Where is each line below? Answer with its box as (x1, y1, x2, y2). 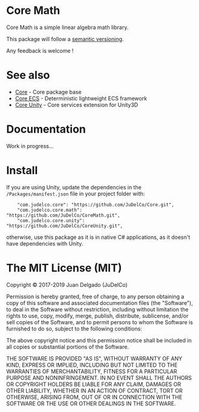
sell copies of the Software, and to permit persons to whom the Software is (6, 318, 194, 325)
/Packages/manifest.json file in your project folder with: (6, 190, 145, 197)
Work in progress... (6, 142, 54, 149)
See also (6, 68, 50, 82)
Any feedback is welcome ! (6, 47, 74, 54)
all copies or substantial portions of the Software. (6, 343, 129, 350)
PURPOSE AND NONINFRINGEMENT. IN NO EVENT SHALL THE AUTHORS (6, 374, 192, 381)
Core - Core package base (15, 88, 82, 96)
